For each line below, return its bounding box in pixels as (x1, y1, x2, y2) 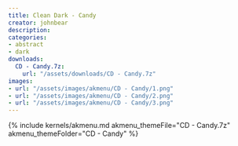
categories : (8, 33, 47, 42)
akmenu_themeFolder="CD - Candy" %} (8, 129, 139, 138)
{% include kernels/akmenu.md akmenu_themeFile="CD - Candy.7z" (8, 121, 231, 130)
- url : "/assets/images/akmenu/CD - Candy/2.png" (8, 92, 174, 100)
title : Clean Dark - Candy (8, 11, 97, 20)
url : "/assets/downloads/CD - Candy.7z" (22, 70, 156, 78)
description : (8, 26, 51, 34)
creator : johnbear (8, 19, 68, 27)
